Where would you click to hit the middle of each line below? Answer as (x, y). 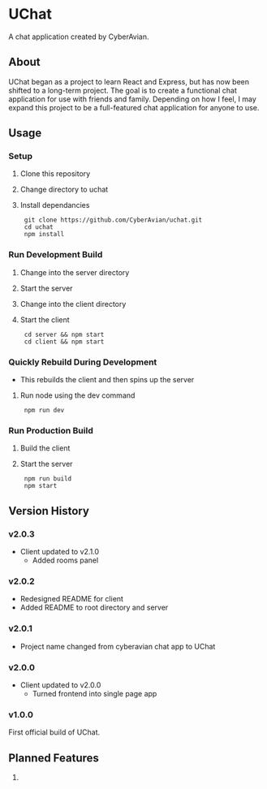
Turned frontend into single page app (95, 693)
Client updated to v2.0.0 (60, 685)
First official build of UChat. (54, 732)
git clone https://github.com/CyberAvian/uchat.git (113, 220)
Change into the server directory (75, 272)
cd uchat (39, 227)
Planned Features (54, 758)
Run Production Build (51, 430)
